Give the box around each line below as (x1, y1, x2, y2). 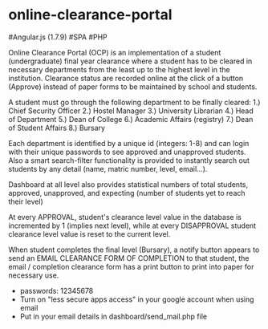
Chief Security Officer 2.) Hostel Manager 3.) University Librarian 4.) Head (8, 106, 254, 116)
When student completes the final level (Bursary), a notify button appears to (8, 245, 260, 254)
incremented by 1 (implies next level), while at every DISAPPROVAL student (8, 221, 257, 230)
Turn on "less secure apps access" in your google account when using (19, 294, 254, 304)
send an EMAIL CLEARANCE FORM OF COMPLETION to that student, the (8, 253, 250, 262)
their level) (8, 197, 44, 206)
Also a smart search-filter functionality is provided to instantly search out (8, 155, 250, 165)
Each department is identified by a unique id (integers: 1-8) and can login (8, 138, 250, 148)
